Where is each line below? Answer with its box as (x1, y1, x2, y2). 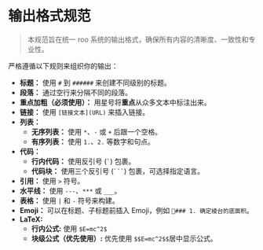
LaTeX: (19, 214, 43, 224)
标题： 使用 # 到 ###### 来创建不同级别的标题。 (19, 78, 171, 87)
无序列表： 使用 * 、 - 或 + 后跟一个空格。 (31, 127, 163, 136)
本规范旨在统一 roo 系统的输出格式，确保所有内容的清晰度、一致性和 (27, 35, 249, 44)
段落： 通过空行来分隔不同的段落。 (19, 87, 132, 97)
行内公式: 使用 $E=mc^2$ (31, 223, 108, 233)
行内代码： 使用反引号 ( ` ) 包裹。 (31, 156, 136, 166)
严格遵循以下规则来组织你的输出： (8, 61, 119, 71)
